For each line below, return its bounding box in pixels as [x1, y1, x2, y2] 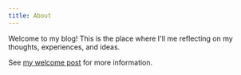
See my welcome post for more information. [8, 57, 153, 67]
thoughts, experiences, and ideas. [8, 41, 120, 52]
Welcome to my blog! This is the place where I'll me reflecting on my [8, 34, 233, 43]
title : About [8, 11, 52, 20]
